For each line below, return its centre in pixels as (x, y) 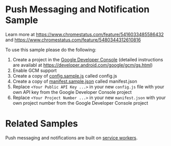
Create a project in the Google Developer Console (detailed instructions (88, 59)
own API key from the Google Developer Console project (72, 92)
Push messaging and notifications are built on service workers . (71, 138)
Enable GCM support (35, 70)
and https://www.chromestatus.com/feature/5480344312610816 (73, 40)
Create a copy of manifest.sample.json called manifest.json (75, 81)
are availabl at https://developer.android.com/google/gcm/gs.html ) (83, 65)
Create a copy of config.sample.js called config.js (65, 76)
